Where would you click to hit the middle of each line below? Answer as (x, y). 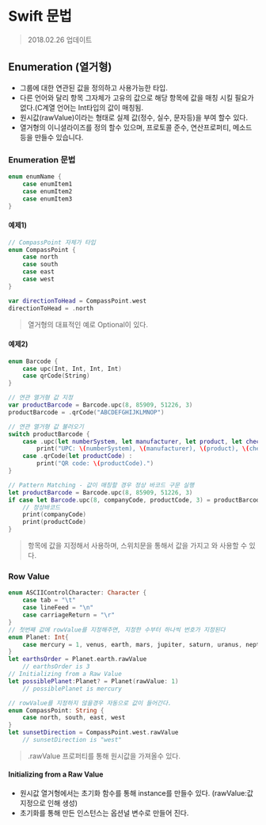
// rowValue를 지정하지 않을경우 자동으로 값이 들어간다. (90, 703)
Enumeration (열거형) (60, 67)
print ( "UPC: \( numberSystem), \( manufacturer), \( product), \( (143, 449)
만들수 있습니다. (59, 137)
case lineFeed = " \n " (58, 608)
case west (39, 279)
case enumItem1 (47, 184)
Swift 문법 (40, 16)
